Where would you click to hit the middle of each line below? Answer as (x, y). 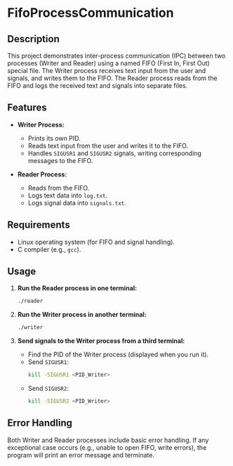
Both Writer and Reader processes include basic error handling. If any (108, 440)
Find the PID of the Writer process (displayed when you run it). (118, 355)
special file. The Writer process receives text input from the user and (107, 71)
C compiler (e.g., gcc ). (49, 249)
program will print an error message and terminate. (81, 455)
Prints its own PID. (54, 138)
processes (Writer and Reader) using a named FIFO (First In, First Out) (109, 63)
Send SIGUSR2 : (48, 389)
